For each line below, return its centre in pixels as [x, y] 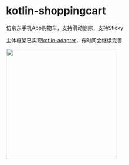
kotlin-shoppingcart [56, 11]
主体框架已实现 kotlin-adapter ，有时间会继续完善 [64, 40]
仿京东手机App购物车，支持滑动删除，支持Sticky [65, 28]
